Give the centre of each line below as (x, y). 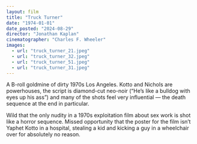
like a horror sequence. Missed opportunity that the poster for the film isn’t (98, 122)
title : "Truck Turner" (35, 17)
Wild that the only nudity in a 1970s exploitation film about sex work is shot (98, 115)
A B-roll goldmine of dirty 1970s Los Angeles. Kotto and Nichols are (89, 85)
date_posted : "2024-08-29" (40, 28)
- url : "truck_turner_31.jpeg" (51, 67)
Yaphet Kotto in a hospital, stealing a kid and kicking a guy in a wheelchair (98, 128)
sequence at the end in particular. (48, 104)
